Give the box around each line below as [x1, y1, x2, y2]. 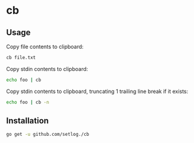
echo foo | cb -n [6, 99, 50, 105]
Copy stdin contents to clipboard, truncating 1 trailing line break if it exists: [6, 88, 189, 95]
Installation [6, 116, 49, 126]
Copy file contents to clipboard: [6, 43, 84, 50]
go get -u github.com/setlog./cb [6, 132, 90, 138]
